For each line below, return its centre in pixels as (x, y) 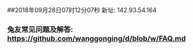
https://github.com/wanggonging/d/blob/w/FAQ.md (96, 38)
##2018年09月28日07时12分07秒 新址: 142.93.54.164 (82, 10)
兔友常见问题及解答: (40, 29)
